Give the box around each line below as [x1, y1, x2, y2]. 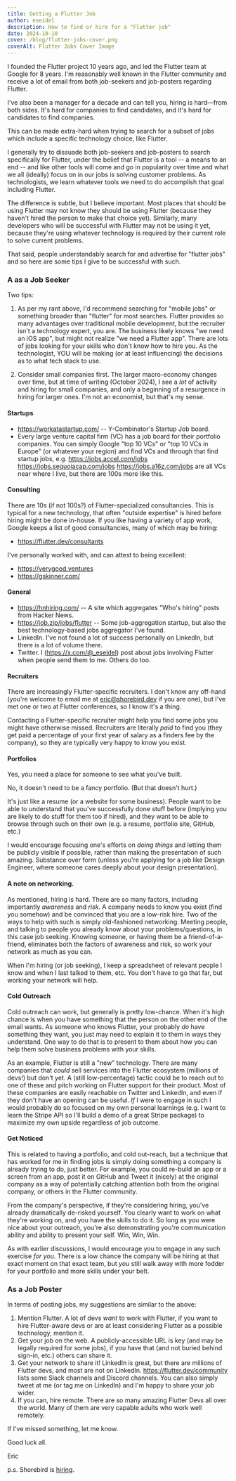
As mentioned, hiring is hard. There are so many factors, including [7, 895, 199, 903]
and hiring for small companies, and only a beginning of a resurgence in [17, 385, 226, 394]
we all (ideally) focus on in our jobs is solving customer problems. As [7, 170, 206, 179]
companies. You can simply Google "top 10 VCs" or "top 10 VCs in [17, 439, 209, 448]
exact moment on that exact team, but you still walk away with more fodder [7, 1259, 225, 1267]
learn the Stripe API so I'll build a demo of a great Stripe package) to [7, 1111, 205, 1119]
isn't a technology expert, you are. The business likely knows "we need [17, 327, 224, 335]
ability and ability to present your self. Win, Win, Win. [7, 1231, 160, 1239]
